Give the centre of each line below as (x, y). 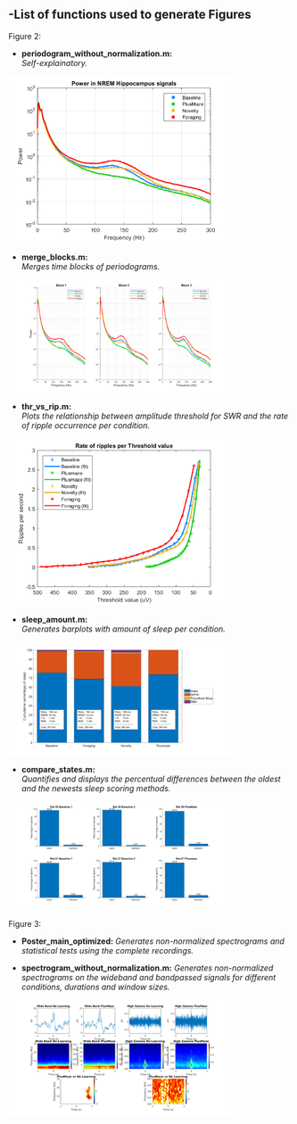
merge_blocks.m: (54, 257)
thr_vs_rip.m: (46, 407)
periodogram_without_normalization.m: (97, 54)
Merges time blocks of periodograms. (91, 266)
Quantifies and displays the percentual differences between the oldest (151, 779)
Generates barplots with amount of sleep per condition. (124, 629)
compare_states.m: (58, 769)
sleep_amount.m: (54, 620)
